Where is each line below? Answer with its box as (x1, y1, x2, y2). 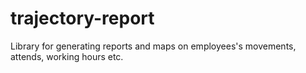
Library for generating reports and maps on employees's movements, (10, 40, 297, 52)
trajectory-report (10, 7, 155, 30)
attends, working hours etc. (10, 50, 124, 62)
